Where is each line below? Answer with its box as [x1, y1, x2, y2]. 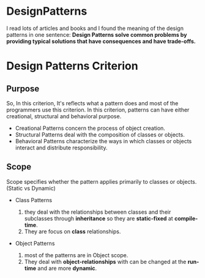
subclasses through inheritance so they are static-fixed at [24, 214, 173, 222]
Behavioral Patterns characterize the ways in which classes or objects [15, 137, 192, 145]
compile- [174, 214, 198, 222]
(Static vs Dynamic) [6, 184, 56, 192]
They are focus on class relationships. [24, 228, 121, 235]
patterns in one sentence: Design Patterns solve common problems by [6, 31, 187, 38]
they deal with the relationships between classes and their [24, 208, 171, 216]
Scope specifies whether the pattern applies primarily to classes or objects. [6, 178, 197, 185]
